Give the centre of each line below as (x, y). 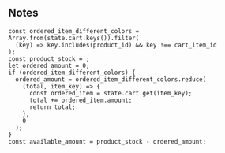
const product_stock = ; (49, 58)
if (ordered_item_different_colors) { (72, 73)
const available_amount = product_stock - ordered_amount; (107, 141)
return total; (52, 107)
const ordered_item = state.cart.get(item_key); (111, 93)
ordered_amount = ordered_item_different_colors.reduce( (111, 79)
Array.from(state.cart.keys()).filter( (74, 38)
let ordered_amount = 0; (49, 65)
